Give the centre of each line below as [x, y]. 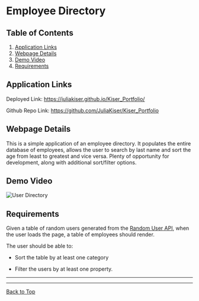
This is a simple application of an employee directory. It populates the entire [99, 143]
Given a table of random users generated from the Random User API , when [98, 228]
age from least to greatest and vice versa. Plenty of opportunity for [88, 156]
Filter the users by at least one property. [64, 269]
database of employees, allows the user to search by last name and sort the [99, 150]
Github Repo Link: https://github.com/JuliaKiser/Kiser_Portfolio [83, 110]
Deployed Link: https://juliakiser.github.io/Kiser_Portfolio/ [76, 99]
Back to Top [21, 292]
